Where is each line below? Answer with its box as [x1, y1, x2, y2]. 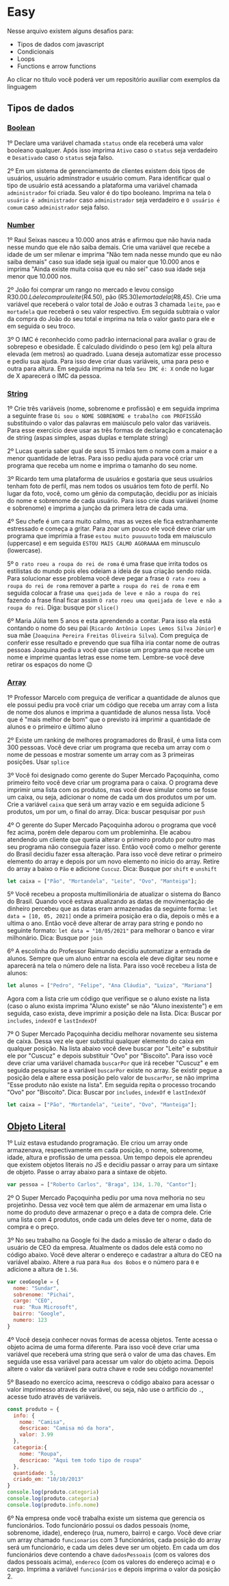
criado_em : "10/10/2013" [13, 1476, 84, 1483]
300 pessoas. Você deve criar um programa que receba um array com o [7, 743, 211, 751]
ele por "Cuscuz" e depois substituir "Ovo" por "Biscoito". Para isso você [7, 1051, 213, 1060]
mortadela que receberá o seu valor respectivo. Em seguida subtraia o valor [7, 307, 220, 316]
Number [7, 220, 36, 230]
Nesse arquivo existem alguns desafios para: [7, 27, 134, 35]
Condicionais [16, 47, 55, 56]
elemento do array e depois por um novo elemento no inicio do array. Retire [7, 857, 220, 865]
